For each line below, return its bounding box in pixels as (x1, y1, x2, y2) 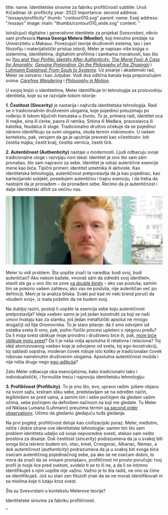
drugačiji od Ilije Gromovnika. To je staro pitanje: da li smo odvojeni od (5, 322, 150, 328)
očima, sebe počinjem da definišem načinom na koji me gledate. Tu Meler (5, 399, 157, 405)
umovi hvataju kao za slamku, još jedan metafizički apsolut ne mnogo (5, 316, 148, 322)
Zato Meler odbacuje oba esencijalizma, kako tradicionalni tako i (5, 368, 138, 374)
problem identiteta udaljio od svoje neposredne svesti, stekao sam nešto (5, 430, 155, 436)
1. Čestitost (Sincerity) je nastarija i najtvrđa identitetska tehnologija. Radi (5, 102, 158, 108)
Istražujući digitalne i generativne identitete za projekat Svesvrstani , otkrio (5, 30, 158, 35)
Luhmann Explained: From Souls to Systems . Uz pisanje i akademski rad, (5, 67, 155, 73)
